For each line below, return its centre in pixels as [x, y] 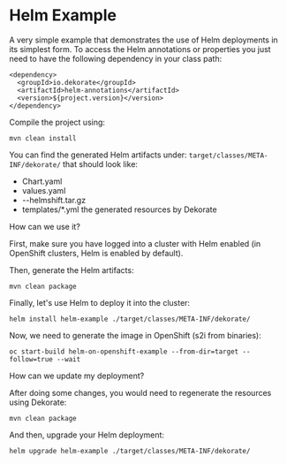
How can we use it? [45, 226]
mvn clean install [43, 138]
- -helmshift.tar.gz [54, 200]
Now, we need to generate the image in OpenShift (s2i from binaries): [136, 335]
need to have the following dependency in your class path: [116, 58]
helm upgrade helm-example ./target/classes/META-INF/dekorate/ [130, 451]
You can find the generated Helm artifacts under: [98, 155]
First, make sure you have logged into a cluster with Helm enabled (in [135, 243]
